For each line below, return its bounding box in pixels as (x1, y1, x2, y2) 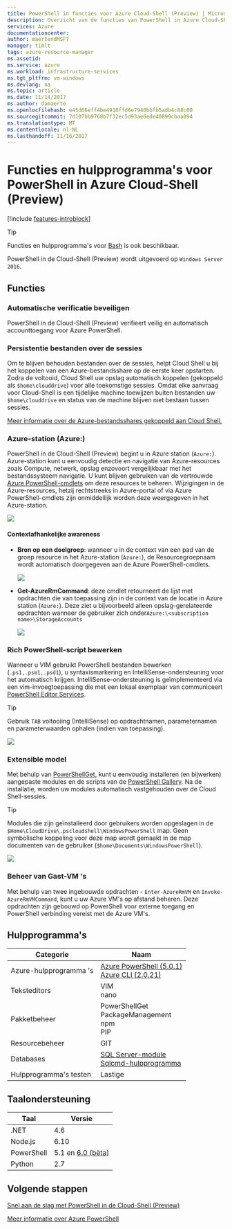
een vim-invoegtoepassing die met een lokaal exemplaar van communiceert (7, 683, 223, 691)
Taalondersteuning (7, 1093, 91, 1105)
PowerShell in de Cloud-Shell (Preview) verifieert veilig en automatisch (7, 319, 209, 327)
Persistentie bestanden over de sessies (7, 343, 143, 353)
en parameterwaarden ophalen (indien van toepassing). (7, 724, 166, 733)
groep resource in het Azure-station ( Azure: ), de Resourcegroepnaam (17, 553, 216, 561)
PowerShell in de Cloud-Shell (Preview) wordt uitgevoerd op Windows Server (7, 255, 223, 263)
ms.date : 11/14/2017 (7, 94, 67, 101)
